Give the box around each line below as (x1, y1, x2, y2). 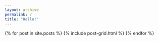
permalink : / (5, 12, 32, 17)
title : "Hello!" (5, 16, 39, 21)
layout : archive (5, 7, 39, 12)
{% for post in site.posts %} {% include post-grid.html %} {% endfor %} (5, 30, 154, 36)
